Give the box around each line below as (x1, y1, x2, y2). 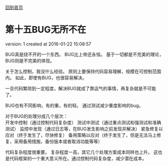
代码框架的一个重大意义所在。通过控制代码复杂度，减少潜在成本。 (9, 155, 147, 161)
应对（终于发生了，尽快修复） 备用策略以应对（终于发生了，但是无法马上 (5, 132, 157, 138)
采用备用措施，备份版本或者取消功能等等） (14, 138, 102, 144)
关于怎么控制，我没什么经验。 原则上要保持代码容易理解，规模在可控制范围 (5, 68, 161, 74)
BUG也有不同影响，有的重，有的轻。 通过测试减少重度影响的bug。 (5, 102, 144, 108)
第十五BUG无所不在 (5, 24, 87, 35)
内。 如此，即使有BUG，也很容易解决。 (5, 75, 87, 81)
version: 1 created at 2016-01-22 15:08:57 (5, 41, 92, 47)
